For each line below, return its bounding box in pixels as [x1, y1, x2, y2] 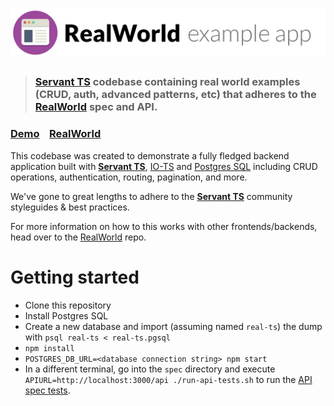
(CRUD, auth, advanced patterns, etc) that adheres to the [34, 88, 317, 102]
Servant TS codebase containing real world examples [34, 75, 301, 89]
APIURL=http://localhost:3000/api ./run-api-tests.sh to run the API [24, 373, 313, 385]
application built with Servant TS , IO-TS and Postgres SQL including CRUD [10, 160, 318, 172]
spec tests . [24, 384, 71, 396]
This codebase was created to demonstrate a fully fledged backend [10, 149, 290, 162]
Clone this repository [24, 299, 112, 311]
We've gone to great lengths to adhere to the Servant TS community [10, 190, 293, 202]
